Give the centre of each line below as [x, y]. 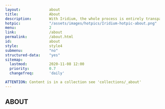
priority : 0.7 [33, 69]
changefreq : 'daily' [37, 73]
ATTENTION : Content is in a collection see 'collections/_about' [73, 82]
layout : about [33, 10]
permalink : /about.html [39, 37]
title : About [33, 14]
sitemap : [14, 60]
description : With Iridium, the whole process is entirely [74, 19]
